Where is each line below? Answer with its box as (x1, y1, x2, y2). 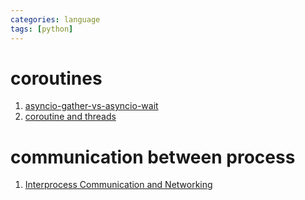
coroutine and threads (24, 111, 117, 123)
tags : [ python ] (10, 24, 74, 34)
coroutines (10, 67, 103, 90)
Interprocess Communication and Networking (24, 179, 213, 191)
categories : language (10, 14, 101, 25)
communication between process (10, 146, 296, 168)
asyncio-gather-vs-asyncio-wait (24, 100, 159, 112)
